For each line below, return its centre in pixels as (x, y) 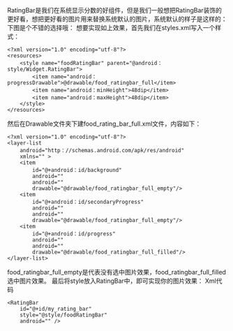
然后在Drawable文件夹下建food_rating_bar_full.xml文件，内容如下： (104, 124)
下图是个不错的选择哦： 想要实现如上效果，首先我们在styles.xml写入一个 (111, 28)
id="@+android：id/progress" (74, 234)
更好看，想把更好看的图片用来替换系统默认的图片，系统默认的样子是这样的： (117, 19)
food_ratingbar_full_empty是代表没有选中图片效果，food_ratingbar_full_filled (117, 272)
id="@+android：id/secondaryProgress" (88, 202)
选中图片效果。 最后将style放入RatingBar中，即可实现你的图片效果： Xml (112, 281)
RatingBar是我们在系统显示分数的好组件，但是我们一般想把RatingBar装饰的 (114, 10)
